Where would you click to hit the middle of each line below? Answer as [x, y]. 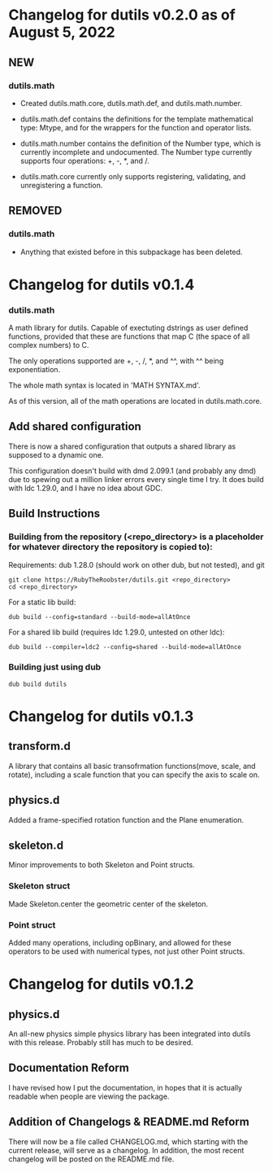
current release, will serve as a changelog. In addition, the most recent [126, 1150]
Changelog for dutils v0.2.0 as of [122, 15]
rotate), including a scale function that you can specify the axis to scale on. [134, 775]
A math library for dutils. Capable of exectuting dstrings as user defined [128, 328]
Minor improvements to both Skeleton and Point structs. [102, 865]
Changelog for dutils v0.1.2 [101, 984]
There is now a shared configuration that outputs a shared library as [122, 446]
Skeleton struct [39, 886]
